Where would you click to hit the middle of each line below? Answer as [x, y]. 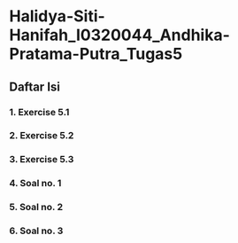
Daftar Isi [35, 86]
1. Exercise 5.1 [39, 112]
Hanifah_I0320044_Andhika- [119, 35]
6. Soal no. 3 [36, 231]
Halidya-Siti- [58, 16]
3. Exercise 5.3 [42, 160]
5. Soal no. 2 [36, 208]
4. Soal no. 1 [35, 184]
